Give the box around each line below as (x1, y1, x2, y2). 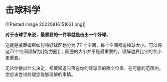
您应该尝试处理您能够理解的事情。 (5, 71, 76, 77)
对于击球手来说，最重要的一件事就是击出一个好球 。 (5, 31, 111, 37)
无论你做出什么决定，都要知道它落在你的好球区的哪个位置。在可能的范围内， (5, 65, 163, 71)
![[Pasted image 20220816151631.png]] (5, 21, 86, 27)
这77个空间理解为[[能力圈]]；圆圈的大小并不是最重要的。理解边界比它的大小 (5, 48, 162, 54)
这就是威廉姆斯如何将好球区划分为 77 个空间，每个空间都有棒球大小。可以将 (5, 42, 162, 48)
